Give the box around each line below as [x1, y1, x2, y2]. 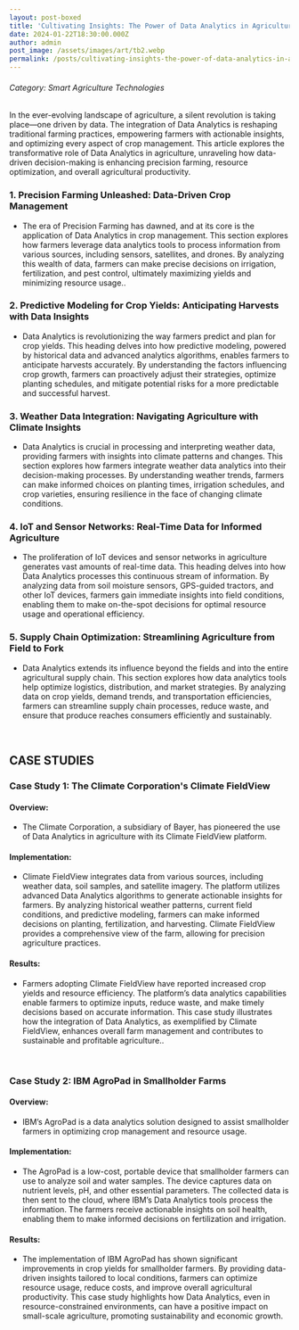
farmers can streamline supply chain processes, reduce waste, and [21, 700, 270, 711]
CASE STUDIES [9, 753, 95, 768]
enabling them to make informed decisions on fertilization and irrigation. [21, 1213, 287, 1224]
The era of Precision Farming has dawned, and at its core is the [21, 220, 255, 231]
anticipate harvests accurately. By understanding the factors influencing [21, 359, 287, 370]
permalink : [9, 54, 50, 63]
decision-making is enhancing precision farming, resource [34, 157, 248, 168]
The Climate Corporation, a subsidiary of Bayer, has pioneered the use [21, 822, 281, 832]
